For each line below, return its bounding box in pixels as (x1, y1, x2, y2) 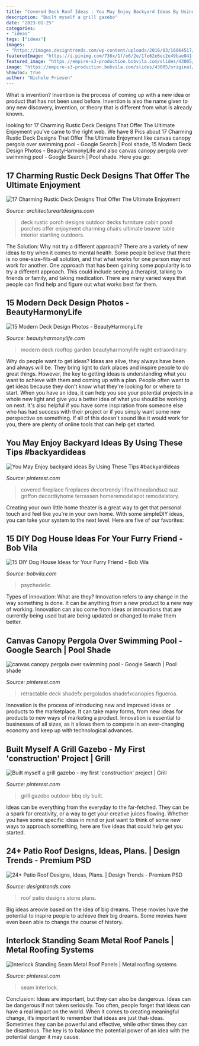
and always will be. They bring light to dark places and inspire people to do (6, 364, 190, 371)
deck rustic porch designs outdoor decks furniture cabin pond (20, 218, 173, 226)
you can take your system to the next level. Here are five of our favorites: (6, 516, 184, 524)
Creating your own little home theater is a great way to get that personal (6, 503, 182, 511)
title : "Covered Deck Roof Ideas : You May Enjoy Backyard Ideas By (6, 8, 179, 15)
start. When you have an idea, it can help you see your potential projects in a (6, 389, 193, 396)
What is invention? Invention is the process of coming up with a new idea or (6, 92, 191, 99)
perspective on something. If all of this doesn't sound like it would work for (6, 414, 188, 421)
